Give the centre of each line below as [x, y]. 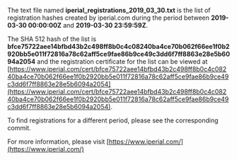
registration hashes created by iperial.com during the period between [109, 18]
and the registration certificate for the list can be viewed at [122, 62]
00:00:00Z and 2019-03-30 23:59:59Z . [88, 25]
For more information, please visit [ [58, 142]
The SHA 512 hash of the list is [52, 39]
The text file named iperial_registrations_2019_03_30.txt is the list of [109, 10]
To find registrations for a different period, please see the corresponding [113, 120]
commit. [19, 128]
